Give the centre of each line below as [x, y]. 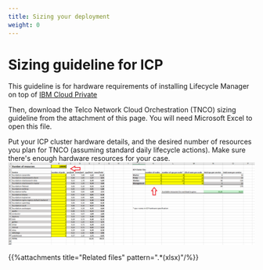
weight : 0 [24, 25]
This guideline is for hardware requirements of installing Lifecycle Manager [129, 86]
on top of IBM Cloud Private [53, 95]
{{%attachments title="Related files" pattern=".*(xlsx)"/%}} [104, 257]
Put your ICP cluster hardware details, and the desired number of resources [130, 142]
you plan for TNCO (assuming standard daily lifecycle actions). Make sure [127, 150]
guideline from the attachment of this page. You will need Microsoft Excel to [130, 119]
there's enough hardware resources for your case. [89, 159]
